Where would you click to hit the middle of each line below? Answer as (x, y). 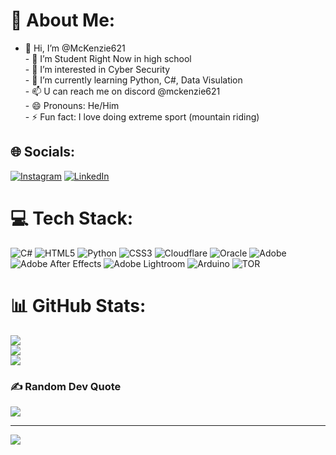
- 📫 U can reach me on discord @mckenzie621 (122, 91)
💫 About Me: (63, 20)
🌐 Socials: (43, 152)
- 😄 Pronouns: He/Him (72, 105)
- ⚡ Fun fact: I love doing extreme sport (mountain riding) (142, 116)
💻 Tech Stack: (72, 218)
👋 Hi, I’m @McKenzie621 (75, 48)
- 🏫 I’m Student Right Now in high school (108, 58)
